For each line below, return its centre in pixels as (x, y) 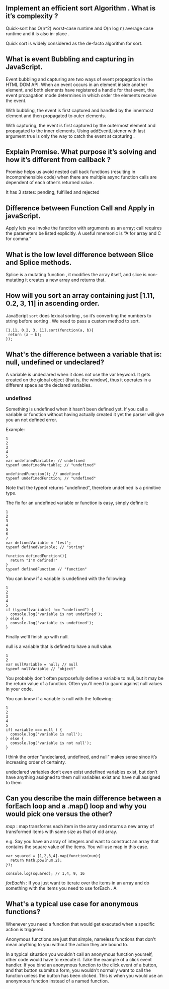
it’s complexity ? (32, 16)
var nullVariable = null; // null (42, 664)
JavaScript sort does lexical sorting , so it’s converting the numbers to (78, 315)
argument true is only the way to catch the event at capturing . (70, 136)
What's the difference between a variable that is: (84, 354)
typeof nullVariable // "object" (41, 669)
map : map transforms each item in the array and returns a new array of (80, 826)
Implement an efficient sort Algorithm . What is (81, 8)
